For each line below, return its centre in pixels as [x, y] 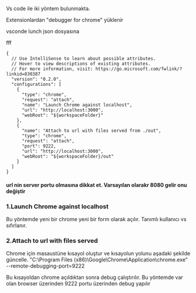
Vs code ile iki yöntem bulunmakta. [48, 9]
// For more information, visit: [52, 69]
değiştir [16, 191]
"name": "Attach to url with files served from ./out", [91, 131]
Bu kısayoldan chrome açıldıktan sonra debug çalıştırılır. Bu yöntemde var [95, 277]
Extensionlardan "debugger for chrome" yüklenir [65, 20]
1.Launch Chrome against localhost [57, 207]
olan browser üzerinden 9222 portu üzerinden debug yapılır [78, 284]
